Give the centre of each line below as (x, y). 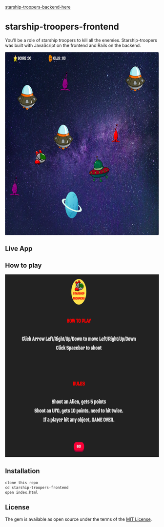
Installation (22, 471)
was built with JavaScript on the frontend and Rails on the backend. (73, 45)
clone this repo (21, 483)
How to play (23, 265)
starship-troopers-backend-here (38, 7)
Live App (19, 249)
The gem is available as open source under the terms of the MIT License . (79, 519)
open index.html (21, 492)
